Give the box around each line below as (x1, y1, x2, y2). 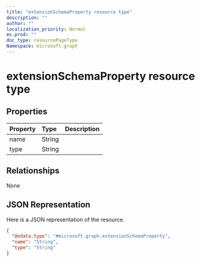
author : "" (6, 20, 34, 26)
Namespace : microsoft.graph (6, 43, 78, 49)
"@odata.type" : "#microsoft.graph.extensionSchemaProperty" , (12, 233, 171, 239)
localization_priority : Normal (6, 26, 86, 32)
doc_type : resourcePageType (6, 37, 78, 43)
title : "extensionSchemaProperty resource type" (6, 9, 133, 15)
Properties (6, 106, 48, 117)
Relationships (6, 166, 60, 176)
